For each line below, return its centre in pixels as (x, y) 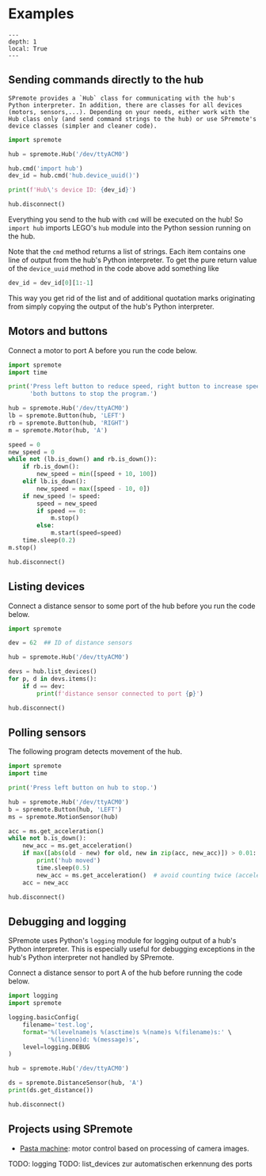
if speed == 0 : (62, 511)
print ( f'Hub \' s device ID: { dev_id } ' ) (72, 190)
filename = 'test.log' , (58, 1025)
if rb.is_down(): (51, 467)
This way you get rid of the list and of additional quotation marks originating (132, 298)
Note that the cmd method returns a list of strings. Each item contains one (127, 251)
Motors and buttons (58, 331)
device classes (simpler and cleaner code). (83, 126)
